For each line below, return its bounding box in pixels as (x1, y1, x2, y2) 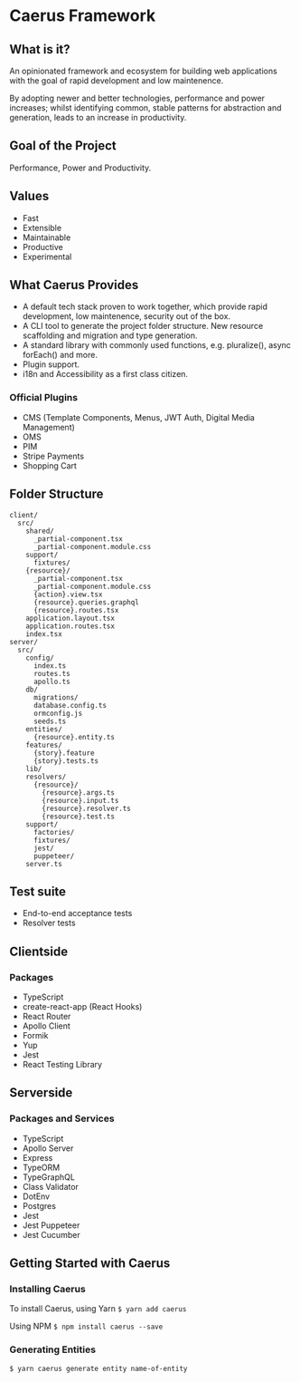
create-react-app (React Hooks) (22, 1001, 143, 1012)
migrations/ (33, 692, 79, 702)
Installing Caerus (9, 1283, 86, 1296)
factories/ (33, 827, 75, 836)
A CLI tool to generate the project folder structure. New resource (22, 321, 264, 332)
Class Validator (22, 1181, 80, 1192)
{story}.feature (33, 749, 95, 758)
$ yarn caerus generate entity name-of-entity (9, 1364, 188, 1373)
